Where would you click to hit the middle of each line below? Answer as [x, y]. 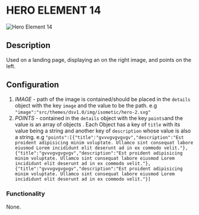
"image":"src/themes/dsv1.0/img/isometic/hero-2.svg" [83, 112]
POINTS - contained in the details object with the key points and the [99, 118]
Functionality [26, 194]
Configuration [33, 85]
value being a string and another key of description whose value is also [103, 131]
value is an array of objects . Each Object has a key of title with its [97, 124]
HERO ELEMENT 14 [54, 10]
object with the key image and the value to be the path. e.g [86, 105]
